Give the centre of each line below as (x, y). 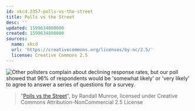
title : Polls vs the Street (41, 17)
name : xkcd (25, 45)
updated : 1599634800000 (35, 28)
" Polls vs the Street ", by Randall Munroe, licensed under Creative (99, 96)
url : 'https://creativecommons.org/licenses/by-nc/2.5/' (83, 50)
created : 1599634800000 (35, 33)
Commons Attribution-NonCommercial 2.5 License (82, 102)
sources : (17, 39)
